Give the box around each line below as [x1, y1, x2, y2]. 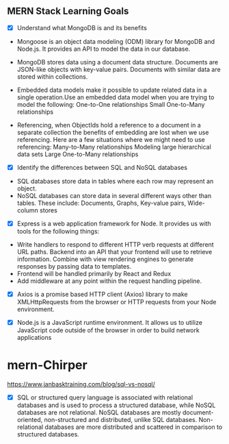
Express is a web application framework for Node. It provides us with [16, 219, 212, 227]
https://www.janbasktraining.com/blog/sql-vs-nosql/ [7, 380, 155, 388]
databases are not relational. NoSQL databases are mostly [16, 408, 181, 417]
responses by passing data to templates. [16, 262, 132, 270]
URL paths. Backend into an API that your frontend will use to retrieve [16, 248, 213, 256]
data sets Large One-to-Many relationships [16, 150, 139, 158]
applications [16, 334, 52, 342]
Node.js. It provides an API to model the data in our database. [16, 45, 191, 53]
